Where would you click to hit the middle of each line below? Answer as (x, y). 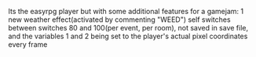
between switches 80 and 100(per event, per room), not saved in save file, (128, 28)
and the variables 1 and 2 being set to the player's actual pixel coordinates (128, 36)
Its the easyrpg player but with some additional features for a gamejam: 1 (126, 11)
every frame (28, 45)
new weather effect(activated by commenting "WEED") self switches (119, 20)
